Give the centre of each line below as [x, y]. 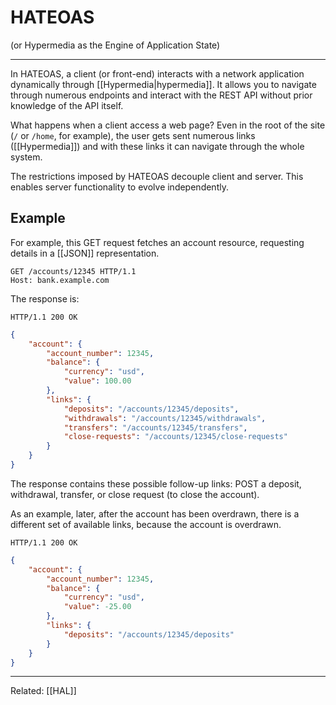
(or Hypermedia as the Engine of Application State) [115, 45]
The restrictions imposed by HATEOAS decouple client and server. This [157, 176]
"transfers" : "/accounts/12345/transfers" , [155, 427]
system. [26, 157]
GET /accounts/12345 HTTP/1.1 [73, 271]
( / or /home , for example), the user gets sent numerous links [133, 135]
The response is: [45, 298]
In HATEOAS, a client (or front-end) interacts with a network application [157, 73]
